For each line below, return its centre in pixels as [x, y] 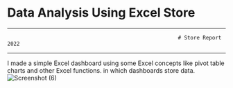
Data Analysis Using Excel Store [101, 13]
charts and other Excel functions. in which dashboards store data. [101, 70]
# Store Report [200, 37]
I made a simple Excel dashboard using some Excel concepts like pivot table [116, 63]
